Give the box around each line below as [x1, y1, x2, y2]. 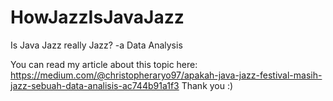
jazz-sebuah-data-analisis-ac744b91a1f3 [10, 79, 180, 91]
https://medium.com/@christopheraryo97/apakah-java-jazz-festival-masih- [10, 69, 323, 81]
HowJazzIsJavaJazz [10, 6, 185, 29]
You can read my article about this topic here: [10, 58, 198, 70]
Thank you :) [181, 79, 234, 91]
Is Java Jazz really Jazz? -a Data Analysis [10, 39, 183, 51]
